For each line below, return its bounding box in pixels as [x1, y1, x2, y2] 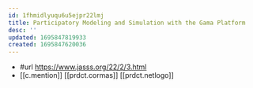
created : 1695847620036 [8, 41, 87, 49]
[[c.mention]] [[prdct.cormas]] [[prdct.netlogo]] [19, 71, 174, 80]
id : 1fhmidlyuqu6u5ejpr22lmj [8, 11, 104, 20]
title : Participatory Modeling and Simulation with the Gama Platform [8, 19, 246, 27]
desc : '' [8, 26, 37, 34]
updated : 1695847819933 [8, 33, 87, 42]
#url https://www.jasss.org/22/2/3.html [19, 62, 147, 71]
